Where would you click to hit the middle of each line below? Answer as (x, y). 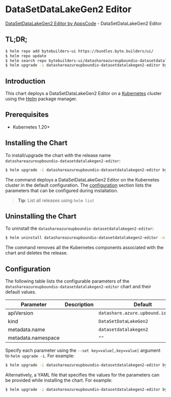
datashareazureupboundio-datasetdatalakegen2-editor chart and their (78, 287)
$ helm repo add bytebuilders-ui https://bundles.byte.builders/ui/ (79, 51)
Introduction (25, 81)
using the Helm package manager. (41, 99)
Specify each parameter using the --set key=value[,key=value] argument (83, 350)
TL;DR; (17, 39)
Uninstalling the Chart (41, 216)
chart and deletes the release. (37, 253)
